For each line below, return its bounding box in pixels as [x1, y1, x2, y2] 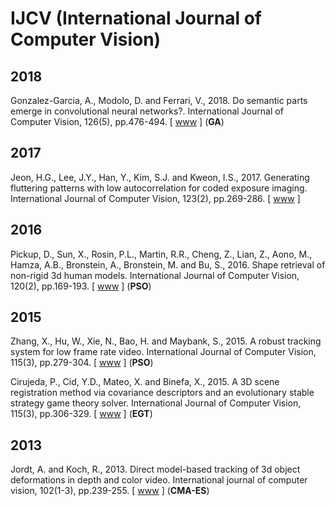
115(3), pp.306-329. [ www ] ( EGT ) [10, 408, 153, 420]
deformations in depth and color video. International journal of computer [10, 474, 308, 486]
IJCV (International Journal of [10, 7, 262, 30]
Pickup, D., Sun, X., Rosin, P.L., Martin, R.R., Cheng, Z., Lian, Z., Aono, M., [10, 248, 313, 260]
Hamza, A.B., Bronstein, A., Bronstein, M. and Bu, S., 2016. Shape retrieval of [10, 258, 326, 271]
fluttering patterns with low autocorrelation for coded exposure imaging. [10, 182, 308, 194]
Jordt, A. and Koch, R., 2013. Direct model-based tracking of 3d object [10, 463, 301, 476]
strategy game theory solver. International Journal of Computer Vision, [10, 397, 302, 409]
